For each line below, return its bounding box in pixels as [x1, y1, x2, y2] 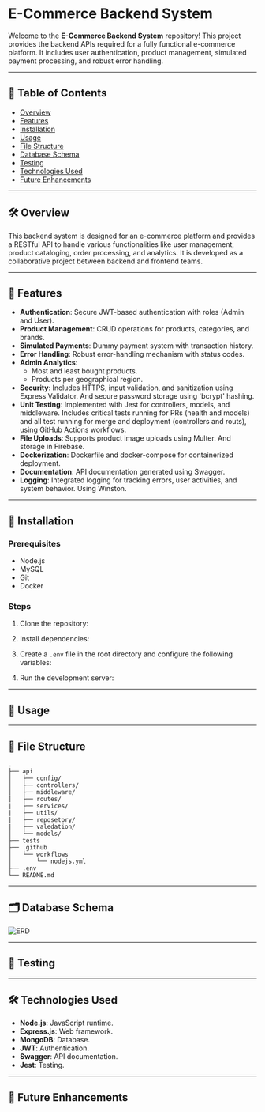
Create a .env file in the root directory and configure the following [19, 649, 233, 659]
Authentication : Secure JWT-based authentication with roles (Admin [19, 308, 244, 317]
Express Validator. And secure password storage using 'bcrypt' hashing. [19, 391, 255, 401]
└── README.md [8, 871, 55, 879]
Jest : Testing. [19, 1061, 65, 1070]
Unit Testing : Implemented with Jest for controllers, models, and [19, 400, 230, 410]
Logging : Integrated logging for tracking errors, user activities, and [19, 475, 237, 485]
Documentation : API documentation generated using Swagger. [19, 467, 226, 477]
